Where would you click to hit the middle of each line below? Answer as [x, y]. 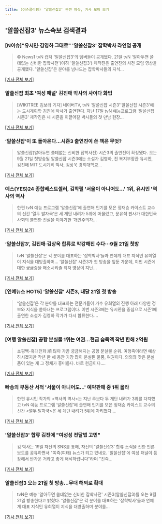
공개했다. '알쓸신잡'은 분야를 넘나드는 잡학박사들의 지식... [70, 69]
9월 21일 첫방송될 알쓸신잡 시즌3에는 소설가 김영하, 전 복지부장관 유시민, [85, 158]
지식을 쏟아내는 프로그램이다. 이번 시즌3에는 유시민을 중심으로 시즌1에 [91, 309]
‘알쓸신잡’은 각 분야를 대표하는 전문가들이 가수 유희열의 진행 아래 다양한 [84, 303]
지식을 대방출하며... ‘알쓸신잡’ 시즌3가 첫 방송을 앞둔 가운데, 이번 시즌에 [89, 262]
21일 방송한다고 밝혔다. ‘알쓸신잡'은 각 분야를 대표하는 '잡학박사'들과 [81, 500]
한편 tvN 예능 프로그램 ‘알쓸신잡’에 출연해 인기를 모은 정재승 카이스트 [81, 208]
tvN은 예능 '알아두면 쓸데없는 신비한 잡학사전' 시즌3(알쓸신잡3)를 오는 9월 [86, 494]
